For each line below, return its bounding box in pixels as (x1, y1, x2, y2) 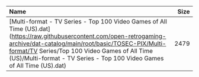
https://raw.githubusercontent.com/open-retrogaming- (11, 32, 166, 40)
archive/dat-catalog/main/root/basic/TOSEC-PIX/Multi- (9, 39, 166, 48)
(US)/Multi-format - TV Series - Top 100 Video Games (9, 54, 164, 62)
